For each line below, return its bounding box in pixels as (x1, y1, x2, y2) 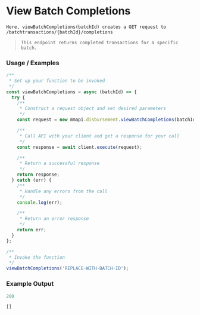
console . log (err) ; (17, 199, 62, 206)
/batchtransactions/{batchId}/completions (6, 29, 113, 35)
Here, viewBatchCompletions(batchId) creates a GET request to (6, 24, 167, 30)
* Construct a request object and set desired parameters (19, 106, 167, 112)
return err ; (17, 227, 46, 233)
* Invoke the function (8, 254, 65, 261)
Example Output (6, 280, 54, 288)
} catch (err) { (11, 178, 52, 184)
